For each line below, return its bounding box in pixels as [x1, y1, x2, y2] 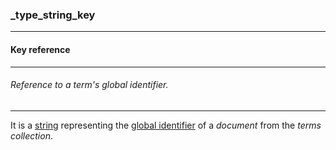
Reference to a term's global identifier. [10, 79, 169, 91]
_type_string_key [10, 8, 96, 22]
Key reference [10, 43, 71, 55]
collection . [10, 129, 53, 142]
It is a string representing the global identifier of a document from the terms [10, 119, 322, 131]
